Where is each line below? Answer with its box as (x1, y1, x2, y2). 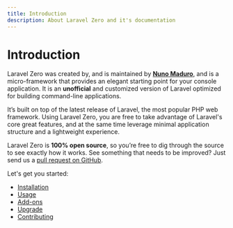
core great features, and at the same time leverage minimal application (7, 120, 210, 129)
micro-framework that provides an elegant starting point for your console (7, 77, 217, 86)
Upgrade (17, 205, 43, 213)
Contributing (17, 213, 54, 221)
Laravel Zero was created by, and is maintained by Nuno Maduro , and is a (7, 70, 219, 78)
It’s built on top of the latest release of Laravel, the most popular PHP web (7, 105, 218, 114)
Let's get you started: (7, 169, 69, 178)
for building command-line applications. (7, 92, 122, 100)
